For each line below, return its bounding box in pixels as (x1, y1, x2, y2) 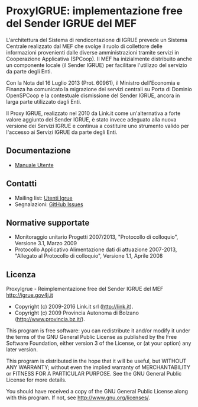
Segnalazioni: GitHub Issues (14, 200, 84, 208)
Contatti (6, 179, 37, 189)
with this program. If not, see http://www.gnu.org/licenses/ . (6, 394, 151, 401)
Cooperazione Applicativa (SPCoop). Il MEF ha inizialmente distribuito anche (6, 55, 193, 62)
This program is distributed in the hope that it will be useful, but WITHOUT (6, 357, 187, 365)
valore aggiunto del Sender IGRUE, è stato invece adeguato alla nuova (6, 116, 177, 123)
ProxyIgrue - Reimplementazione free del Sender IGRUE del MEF (6, 286, 164, 293)
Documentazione (6, 146, 71, 156)
